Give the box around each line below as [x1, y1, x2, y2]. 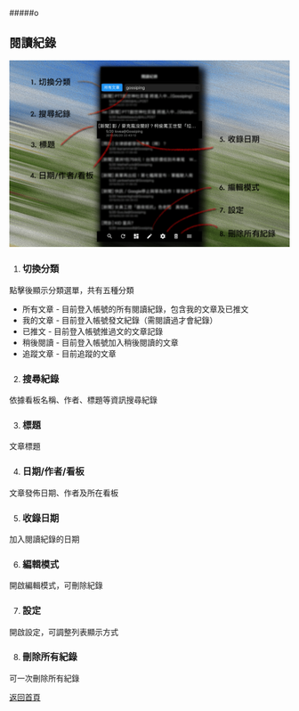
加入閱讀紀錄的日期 [9, 534, 80, 544]
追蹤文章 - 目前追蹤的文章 [21, 347, 117, 359]
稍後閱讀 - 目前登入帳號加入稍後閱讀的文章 [21, 337, 180, 347]
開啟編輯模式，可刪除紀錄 [9, 580, 103, 591]
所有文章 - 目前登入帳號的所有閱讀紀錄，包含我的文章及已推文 [21, 303, 249, 315]
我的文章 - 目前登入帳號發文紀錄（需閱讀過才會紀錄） [21, 315, 218, 325]
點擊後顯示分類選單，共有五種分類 [9, 284, 134, 295]
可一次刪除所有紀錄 [9, 673, 80, 683]
